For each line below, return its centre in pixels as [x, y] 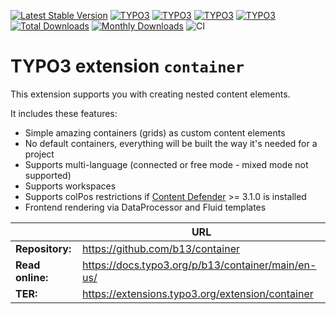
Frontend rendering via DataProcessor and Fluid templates [145, 207]
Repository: [43, 248]
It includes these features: [64, 113]
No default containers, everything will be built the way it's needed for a [171, 143]
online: [32, 277]
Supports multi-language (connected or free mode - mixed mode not [166, 164]
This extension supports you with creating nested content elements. [150, 94]
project [39, 154]
